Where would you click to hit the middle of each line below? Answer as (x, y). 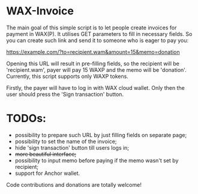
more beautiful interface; (46, 154)
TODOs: (26, 119)
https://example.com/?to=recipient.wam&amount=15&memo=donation (93, 51)
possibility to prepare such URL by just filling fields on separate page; (101, 135)
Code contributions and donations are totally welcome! (74, 184)
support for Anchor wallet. (47, 173)
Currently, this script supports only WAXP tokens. (67, 76)
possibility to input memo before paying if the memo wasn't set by (97, 160)
